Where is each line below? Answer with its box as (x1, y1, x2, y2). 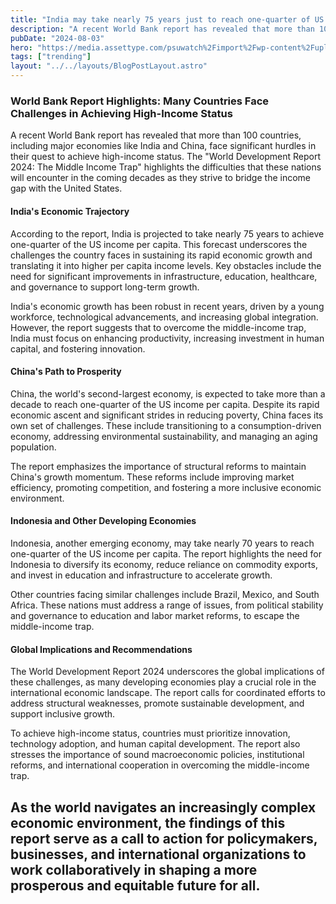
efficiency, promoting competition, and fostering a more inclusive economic (10, 481, 322, 493)
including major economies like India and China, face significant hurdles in (10, 140, 317, 152)
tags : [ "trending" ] (10, 52, 92, 62)
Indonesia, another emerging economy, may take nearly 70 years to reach (10, 537, 315, 549)
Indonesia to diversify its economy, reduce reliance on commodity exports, (10, 558, 318, 570)
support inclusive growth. (10, 708, 116, 720)
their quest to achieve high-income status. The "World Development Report (10, 151, 322, 163)
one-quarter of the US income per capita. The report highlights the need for (10, 547, 322, 560)
